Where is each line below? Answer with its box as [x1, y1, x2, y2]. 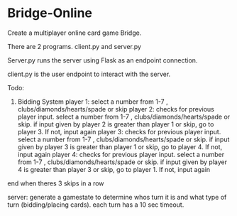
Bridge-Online [7, 5, 93, 21]
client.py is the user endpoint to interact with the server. [7, 70, 171, 78]
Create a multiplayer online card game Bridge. [7, 28, 142, 37]
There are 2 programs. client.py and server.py [7, 42, 142, 50]
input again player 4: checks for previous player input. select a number [17, 150, 225, 158]
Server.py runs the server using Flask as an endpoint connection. [7, 55, 198, 65]
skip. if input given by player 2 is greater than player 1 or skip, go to [17, 119, 214, 129]
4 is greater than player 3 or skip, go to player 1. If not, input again [17, 165, 211, 173]
